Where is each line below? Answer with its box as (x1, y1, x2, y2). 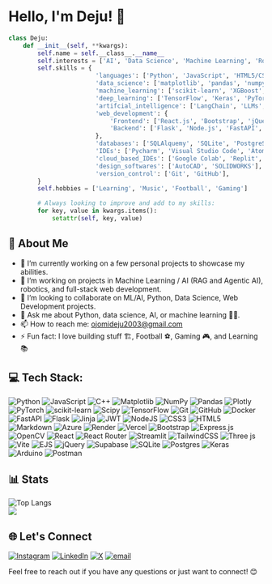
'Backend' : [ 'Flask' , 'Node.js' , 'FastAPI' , (109, 125, 263, 133)
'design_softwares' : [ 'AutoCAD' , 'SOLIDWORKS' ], (95, 162, 263, 170)
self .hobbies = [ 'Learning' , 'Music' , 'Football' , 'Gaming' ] (37, 185, 249, 193)
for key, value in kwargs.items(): (37, 207, 158, 215)
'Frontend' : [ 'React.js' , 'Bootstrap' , (109, 117, 244, 125)
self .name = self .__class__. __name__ (37, 49, 164, 58)
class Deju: (8, 34, 49, 42)
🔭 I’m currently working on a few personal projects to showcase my (19, 258, 245, 268)
